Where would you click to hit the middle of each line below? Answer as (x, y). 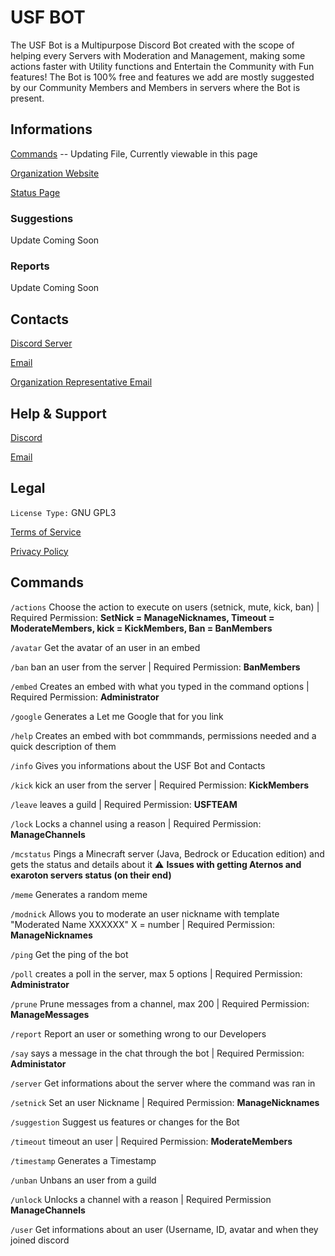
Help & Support (59, 413)
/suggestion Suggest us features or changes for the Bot (125, 1122)
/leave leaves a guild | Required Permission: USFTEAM (124, 804)
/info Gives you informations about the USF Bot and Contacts (138, 765)
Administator (38, 1063)
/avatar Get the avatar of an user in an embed (105, 647)
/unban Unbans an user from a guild (83, 1180)
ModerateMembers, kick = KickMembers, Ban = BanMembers (141, 628)
